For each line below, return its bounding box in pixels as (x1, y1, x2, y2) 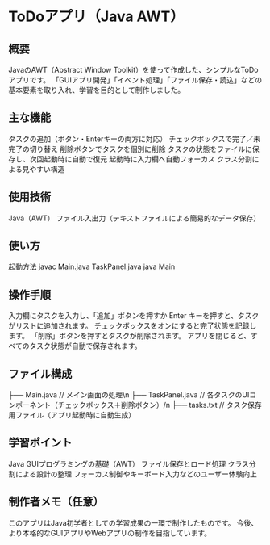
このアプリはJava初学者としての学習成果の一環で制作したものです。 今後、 (8, 518, 259, 527)
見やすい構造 (22, 164, 65, 174)
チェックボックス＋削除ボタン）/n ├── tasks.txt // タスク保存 (57, 400, 262, 410)
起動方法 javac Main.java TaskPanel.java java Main (8, 262, 176, 271)
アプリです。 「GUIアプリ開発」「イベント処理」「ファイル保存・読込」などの (8, 75, 263, 85)
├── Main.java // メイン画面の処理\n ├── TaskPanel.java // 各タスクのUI (8, 390, 250, 400)
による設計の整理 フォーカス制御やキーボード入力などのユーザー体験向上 (15, 469, 258, 479)
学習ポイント (8, 436, 73, 450)
